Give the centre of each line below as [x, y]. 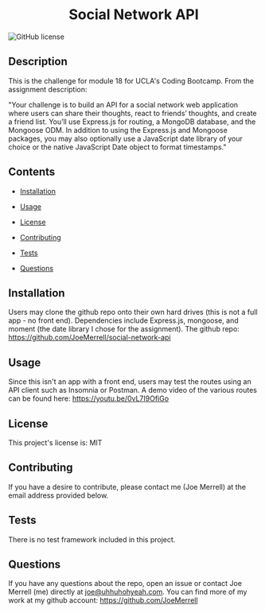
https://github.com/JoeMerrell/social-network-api [90, 338]
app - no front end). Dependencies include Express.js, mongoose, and [123, 320]
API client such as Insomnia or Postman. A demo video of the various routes [132, 390]
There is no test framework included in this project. [92, 539]
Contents [32, 172]
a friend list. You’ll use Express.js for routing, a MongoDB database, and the [132, 122]
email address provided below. [58, 495]
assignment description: [48, 89]
